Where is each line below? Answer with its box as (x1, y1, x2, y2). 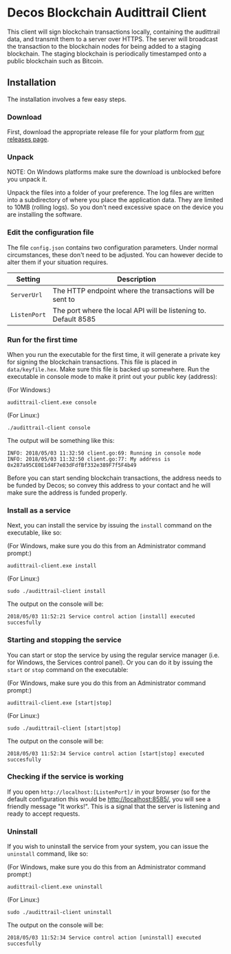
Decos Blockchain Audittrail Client (7, 5, 207, 21)
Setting (16, 274, 41, 283)
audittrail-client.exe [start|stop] (7, 700, 112, 706)
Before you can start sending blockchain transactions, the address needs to (7, 473, 222, 482)
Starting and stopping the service (7, 635, 122, 644)
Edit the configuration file (7, 228, 94, 237)
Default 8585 (52, 314, 96, 324)
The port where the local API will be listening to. (52, 305, 206, 315)
